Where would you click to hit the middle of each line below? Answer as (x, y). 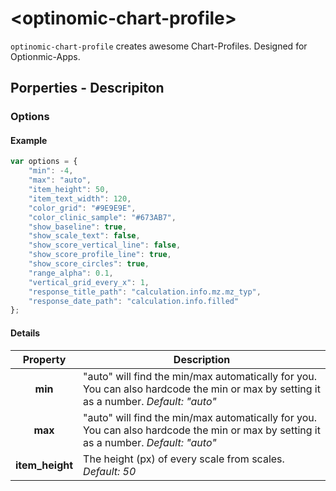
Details (25, 333)
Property (44, 359)
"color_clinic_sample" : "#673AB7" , (102, 217)
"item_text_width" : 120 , (80, 198)
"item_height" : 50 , (69, 190)
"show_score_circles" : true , (89, 264)
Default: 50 (110, 471)
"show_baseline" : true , (78, 227)
